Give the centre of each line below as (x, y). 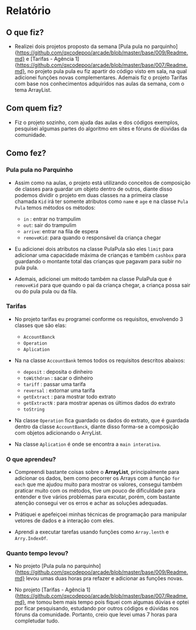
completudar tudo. (37, 621)
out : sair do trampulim (50, 225)
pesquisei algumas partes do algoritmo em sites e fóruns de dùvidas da (101, 128)
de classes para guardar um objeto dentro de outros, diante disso (93, 189)
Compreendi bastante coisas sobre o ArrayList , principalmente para (97, 472)
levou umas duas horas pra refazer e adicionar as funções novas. (105, 579)
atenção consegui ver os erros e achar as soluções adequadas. (91, 503)
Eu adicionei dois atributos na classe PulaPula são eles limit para (94, 249)
